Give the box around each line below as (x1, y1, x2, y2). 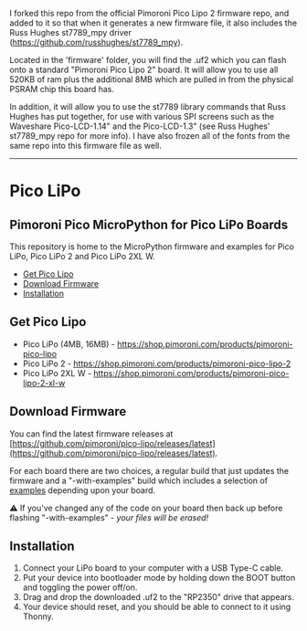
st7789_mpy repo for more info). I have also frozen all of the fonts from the (9, 131, 291, 141)
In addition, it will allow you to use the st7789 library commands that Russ (9, 101, 286, 112)
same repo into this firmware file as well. (9, 141, 162, 151)
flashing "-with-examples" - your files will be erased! (9, 511, 209, 523)
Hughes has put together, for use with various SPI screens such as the (9, 111, 275, 121)
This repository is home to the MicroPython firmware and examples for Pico (9, 241, 295, 252)
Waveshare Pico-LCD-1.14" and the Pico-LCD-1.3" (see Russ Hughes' (9, 121, 270, 131)
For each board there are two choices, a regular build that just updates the (9, 465, 290, 476)
